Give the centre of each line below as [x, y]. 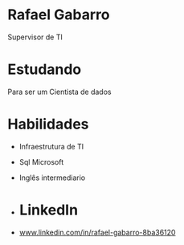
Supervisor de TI [35, 37]
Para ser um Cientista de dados [59, 92]
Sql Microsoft [41, 161]
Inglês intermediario [52, 178]
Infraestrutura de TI [51, 146]
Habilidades [48, 124]
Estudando [45, 69]
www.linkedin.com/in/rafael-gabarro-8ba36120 [97, 232]
